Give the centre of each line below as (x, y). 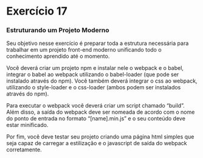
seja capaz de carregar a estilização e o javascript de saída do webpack (97, 143)
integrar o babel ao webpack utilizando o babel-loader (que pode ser (93, 75)
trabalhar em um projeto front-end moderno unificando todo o (84, 50)
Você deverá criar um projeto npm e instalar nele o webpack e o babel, (95, 68)
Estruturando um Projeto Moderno (58, 30)
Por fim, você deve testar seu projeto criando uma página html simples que (100, 137)
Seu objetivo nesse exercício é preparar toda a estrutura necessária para (98, 43)
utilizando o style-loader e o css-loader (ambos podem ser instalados (94, 88)
